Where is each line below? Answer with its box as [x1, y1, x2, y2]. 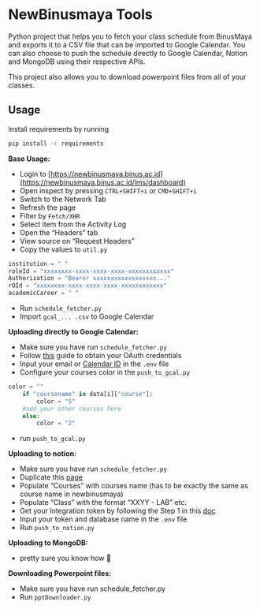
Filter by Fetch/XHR [19, 211, 80, 220]
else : [22, 412, 41, 420]
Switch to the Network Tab [19, 194, 106, 204]
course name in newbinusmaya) [19, 489, 124, 499]
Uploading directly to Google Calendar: [8, 327, 139, 336]
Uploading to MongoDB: [8, 538, 88, 547]
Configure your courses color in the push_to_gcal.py [19, 368, 191, 376]
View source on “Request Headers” [19, 236, 136, 245]
